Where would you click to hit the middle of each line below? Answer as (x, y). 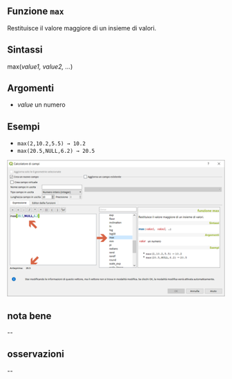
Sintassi (25, 50)
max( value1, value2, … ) (40, 66)
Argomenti (30, 88)
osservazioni (36, 354)
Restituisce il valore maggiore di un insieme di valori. (82, 28)
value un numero (41, 105)
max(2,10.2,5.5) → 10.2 (51, 144)
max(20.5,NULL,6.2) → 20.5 (56, 151)
